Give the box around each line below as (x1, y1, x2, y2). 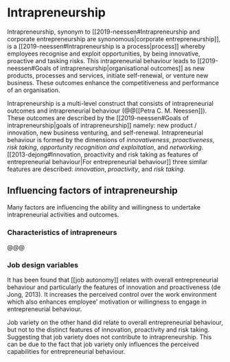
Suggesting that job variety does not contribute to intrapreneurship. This (7, 333, 212, 341)
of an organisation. (7, 86, 60, 94)
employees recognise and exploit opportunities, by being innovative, (7, 49, 200, 58)
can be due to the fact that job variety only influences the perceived (7, 340, 199, 348)
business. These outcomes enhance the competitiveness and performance (7, 78, 220, 87)
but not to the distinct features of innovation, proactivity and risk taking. (7, 326, 210, 334)
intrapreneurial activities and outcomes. (7, 210, 119, 218)
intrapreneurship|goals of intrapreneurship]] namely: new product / (7, 121, 197, 129)
